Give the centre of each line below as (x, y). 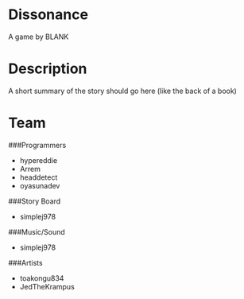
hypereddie (39, 160)
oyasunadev (40, 185)
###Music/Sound (37, 231)
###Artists (25, 262)
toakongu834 (42, 278)
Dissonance (48, 15)
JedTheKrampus (47, 286)
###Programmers (37, 145)
